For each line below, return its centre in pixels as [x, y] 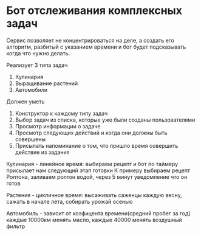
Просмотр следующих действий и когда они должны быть [91, 133]
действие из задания [42, 152]
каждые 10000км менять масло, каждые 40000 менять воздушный [94, 220]
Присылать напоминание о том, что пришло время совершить [97, 145]
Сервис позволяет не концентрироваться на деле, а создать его [90, 40]
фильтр [16, 226]
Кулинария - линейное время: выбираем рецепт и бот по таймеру [92, 164]
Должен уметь [26, 102]
